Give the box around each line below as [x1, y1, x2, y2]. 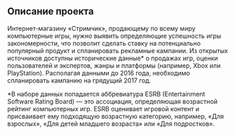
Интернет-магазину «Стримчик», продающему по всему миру [7, 24, 196, 32]
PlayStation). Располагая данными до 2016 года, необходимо [7, 69, 191, 77]
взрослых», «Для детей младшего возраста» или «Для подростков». [7, 119, 215, 128]
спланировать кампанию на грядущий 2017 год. [7, 76, 152, 85]
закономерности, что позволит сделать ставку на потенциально [7, 38, 201, 48]
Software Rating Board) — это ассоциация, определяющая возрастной [7, 97, 218, 106]
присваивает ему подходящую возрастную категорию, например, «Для [7, 112, 224, 120]
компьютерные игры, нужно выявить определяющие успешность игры [7, 31, 222, 40]
